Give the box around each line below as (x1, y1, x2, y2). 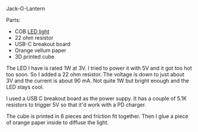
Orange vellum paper (14, 47, 67, 54)
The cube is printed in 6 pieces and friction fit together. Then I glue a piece (6, 112, 189, 120)
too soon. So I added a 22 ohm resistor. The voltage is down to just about (6, 71, 184, 78)
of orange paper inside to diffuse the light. (6, 119, 109, 126)
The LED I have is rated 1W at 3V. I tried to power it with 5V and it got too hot (6, 65, 192, 72)
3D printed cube (14, 53, 55, 60)
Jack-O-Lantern (6, 5, 46, 12)
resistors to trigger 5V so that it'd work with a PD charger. (6, 101, 147, 108)
